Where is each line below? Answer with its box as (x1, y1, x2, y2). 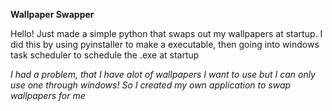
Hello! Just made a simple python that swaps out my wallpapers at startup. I (10, 28, 323, 39)
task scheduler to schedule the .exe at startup (10, 49, 200, 61)
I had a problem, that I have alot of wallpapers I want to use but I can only (10, 69, 316, 80)
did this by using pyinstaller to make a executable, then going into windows (10, 39, 320, 50)
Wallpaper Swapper (10, 9, 95, 20)
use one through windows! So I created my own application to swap (10, 79, 292, 91)
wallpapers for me (10, 90, 86, 101)
